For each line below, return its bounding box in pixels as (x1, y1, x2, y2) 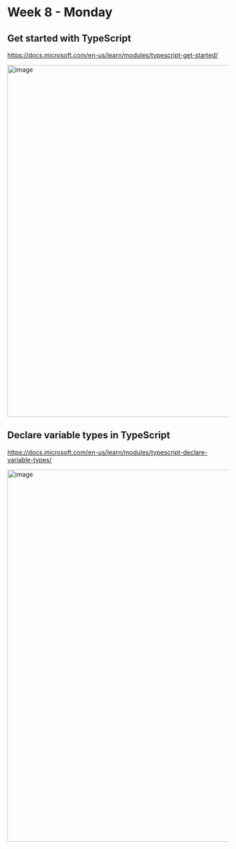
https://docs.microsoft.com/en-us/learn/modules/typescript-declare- (7, 448, 208, 457)
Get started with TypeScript (7, 32, 131, 44)
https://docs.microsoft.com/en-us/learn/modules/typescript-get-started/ (7, 51, 218, 59)
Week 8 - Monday (7, 4, 113, 20)
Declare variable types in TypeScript (7, 429, 171, 441)
